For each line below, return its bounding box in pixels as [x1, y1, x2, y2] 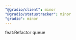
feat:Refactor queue [5, 30, 46, 36]
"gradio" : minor [5, 16, 38, 21]
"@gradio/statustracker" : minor [5, 12, 71, 17]
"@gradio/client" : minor [5, 7, 56, 12]
